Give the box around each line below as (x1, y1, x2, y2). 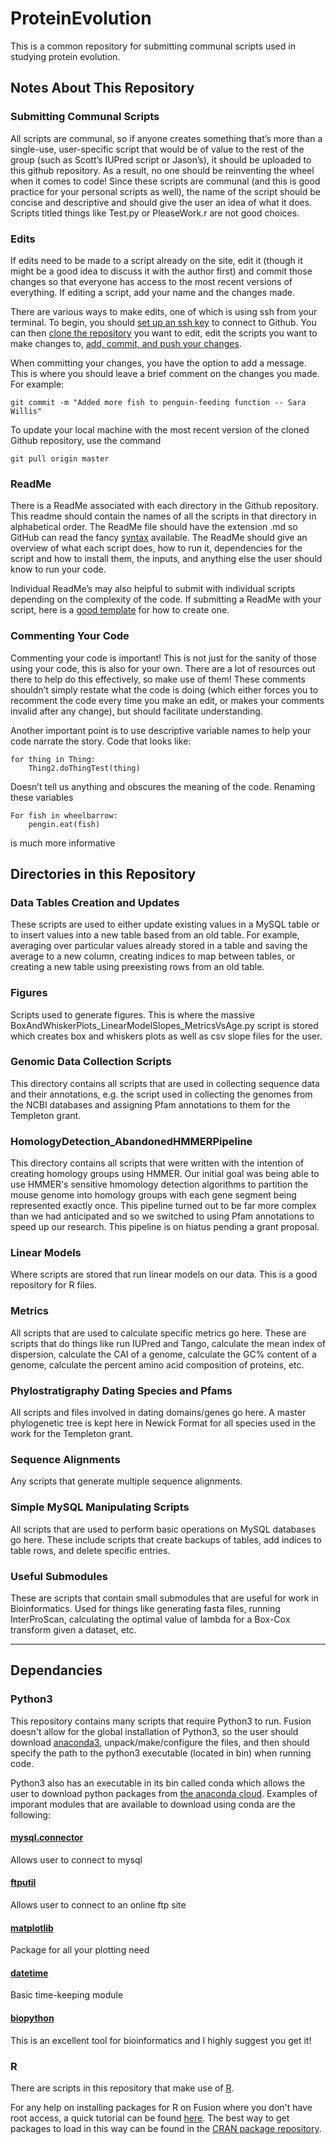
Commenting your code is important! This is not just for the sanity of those (10, 652, 317, 664)
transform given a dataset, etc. (10, 1623, 137, 1636)
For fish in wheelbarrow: (10, 810, 118, 821)
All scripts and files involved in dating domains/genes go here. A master (10, 1406, 307, 1418)
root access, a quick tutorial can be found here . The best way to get (10, 2112, 290, 2124)
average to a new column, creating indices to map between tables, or (10, 950, 296, 962)
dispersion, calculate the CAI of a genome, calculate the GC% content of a (10, 1348, 317, 1360)
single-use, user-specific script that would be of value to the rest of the (10, 143, 305, 155)
